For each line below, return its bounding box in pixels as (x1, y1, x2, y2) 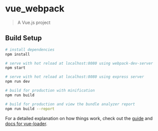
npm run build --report (5, 106, 55, 111)
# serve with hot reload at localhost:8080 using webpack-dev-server (5, 61, 153, 66)
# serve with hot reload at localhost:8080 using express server (5, 74, 144, 80)
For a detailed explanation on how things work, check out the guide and (5, 115, 153, 121)
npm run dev (5, 79, 30, 84)
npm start (5, 65, 26, 70)
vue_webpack (5, 3, 64, 14)
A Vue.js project (17, 19, 51, 25)
